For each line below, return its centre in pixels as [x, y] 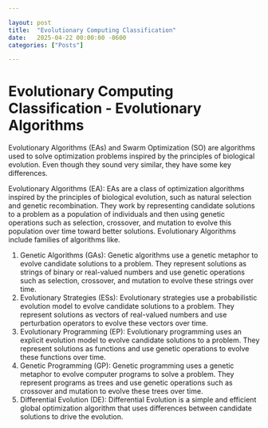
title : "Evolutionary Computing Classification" [93, 30]
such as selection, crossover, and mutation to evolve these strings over [136, 281]
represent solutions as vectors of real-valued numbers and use [123, 315]
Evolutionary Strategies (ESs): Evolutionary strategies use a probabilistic [138, 298]
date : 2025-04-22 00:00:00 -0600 [67, 38]
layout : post [30, 22]
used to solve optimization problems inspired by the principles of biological [132, 156]
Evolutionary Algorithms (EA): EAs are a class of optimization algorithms [126, 189]
